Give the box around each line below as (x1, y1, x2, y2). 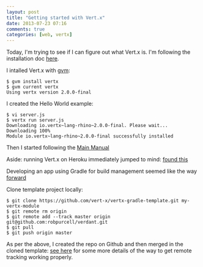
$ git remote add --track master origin (6, 214, 111, 220)
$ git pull (6, 224, 34, 231)
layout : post (6, 9, 40, 15)
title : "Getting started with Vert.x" (6, 15, 105, 21)
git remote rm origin (12, 208, 67, 214)
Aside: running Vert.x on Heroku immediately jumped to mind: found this (6, 156, 188, 163)
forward (6, 174, 26, 181)
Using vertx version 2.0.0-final (6, 89, 92, 95)
